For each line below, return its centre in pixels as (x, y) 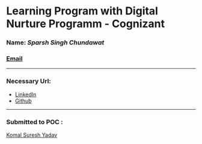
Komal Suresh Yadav (32, 135)
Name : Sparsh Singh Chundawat (55, 43)
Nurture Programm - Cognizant (86, 24)
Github (23, 101)
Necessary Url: (29, 81)
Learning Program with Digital (82, 11)
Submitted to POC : (35, 122)
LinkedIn (26, 94)
